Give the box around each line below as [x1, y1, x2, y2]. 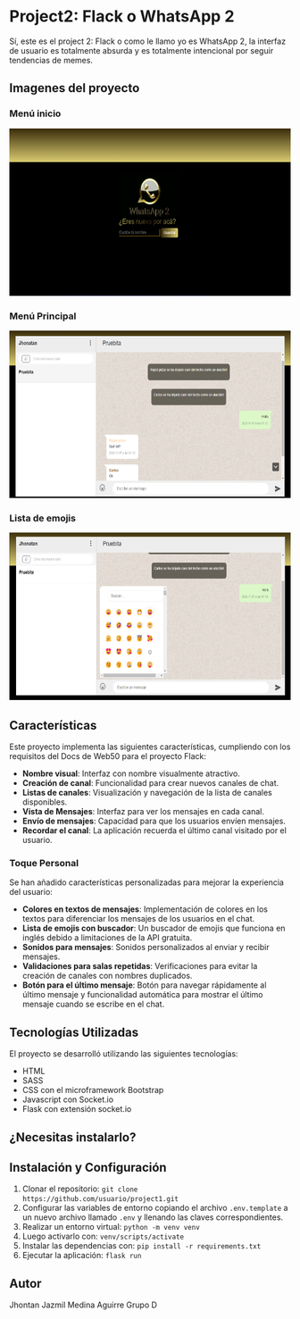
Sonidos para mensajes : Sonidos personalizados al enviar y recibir [21, 942, 270, 953]
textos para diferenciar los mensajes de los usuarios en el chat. [21, 914, 255, 924]
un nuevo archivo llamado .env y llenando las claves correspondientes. [21, 1212, 284, 1223]
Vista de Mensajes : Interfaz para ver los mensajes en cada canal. [21, 806, 265, 817]
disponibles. [21, 797, 68, 807]
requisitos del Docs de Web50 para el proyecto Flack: [9, 751, 207, 762]
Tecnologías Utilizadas [9, 1024, 139, 1039]
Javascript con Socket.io [21, 1094, 114, 1105]
